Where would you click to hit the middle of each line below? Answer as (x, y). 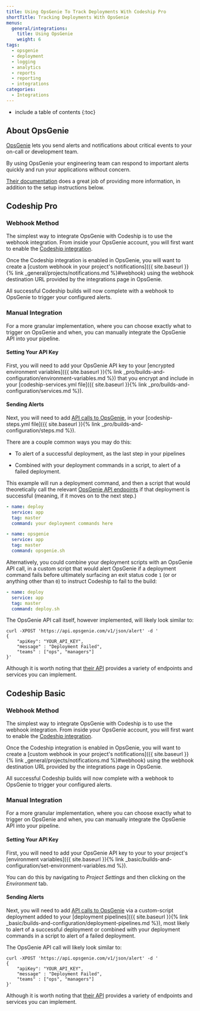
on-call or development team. (43, 151)
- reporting (26, 78)
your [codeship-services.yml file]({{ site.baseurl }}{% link (76, 384)
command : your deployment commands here (62, 523)
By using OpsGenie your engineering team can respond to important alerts (98, 163)
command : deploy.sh (36, 609)
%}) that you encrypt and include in (150, 378)
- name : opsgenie (28, 534)
